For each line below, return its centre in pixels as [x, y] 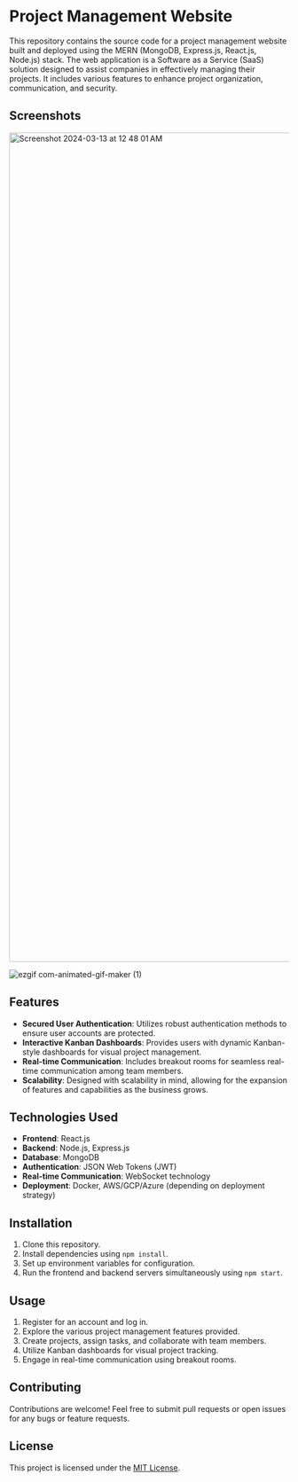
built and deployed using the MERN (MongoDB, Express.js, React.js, [133, 50]
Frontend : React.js [56, 1139]
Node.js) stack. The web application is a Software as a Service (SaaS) [137, 59]
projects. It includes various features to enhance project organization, [136, 78]
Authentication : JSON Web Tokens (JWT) [99, 1167]
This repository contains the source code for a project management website [148, 41]
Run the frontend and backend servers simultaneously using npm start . [152, 1273]
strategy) [39, 1196]
